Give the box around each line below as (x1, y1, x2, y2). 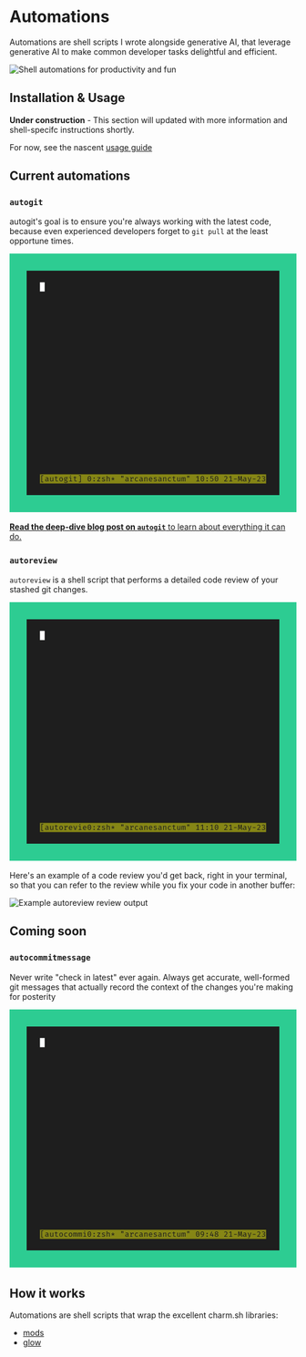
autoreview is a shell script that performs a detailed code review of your (9, 574, 279, 585)
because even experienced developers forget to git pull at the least (9, 226, 269, 237)
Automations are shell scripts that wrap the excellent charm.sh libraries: (9, 1310, 279, 1321)
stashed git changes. (9, 584, 88, 595)
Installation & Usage (9, 90, 126, 106)
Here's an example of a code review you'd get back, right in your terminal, (9, 869, 288, 880)
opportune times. (9, 235, 75, 247)
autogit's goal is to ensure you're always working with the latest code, (9, 216, 271, 227)
